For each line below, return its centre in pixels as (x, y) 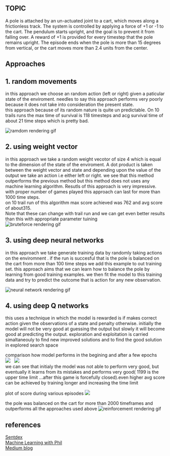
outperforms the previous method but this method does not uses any (78, 180)
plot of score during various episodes (45, 394)
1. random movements (41, 81)
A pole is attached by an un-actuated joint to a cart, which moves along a (82, 20)
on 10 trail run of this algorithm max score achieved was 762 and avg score (84, 202)
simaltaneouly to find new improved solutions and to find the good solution (83, 340)
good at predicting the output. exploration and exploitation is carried (77, 334)
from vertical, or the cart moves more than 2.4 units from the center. (77, 48)
